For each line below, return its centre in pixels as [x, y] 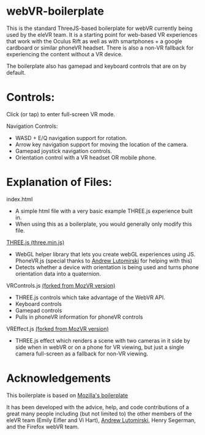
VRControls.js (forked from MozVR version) [61, 285]
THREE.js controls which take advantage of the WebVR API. [90, 297]
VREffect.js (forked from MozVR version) [58, 329]
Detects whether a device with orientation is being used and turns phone [107, 267]
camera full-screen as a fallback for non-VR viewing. [82, 354]
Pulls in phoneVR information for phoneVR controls [79, 317]
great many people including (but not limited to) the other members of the [99, 414]
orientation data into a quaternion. [58, 273]
